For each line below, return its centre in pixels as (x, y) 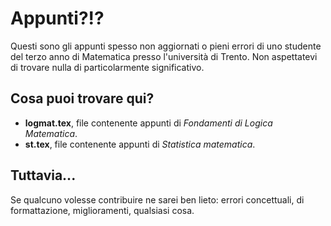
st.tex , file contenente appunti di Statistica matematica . (140, 144)
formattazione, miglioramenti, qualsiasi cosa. (102, 210)
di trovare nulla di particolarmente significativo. (107, 67)
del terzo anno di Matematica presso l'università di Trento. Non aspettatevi (164, 56)
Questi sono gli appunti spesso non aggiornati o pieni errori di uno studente (166, 46)
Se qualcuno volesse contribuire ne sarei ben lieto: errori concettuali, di (157, 199)
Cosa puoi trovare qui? (82, 98)
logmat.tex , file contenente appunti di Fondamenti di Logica (148, 123)
